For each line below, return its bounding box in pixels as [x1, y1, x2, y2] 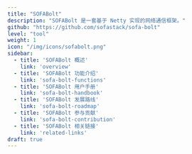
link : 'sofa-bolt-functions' [20, 76, 107, 84]
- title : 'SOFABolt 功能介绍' [14, 70, 100, 77]
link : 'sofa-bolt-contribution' [20, 116, 116, 123]
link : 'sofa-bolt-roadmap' [20, 103, 100, 110]
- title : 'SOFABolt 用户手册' [14, 83, 100, 90]
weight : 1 [7, 37, 37, 44]
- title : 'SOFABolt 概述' [14, 57, 89, 64]
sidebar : [7, 50, 33, 57]
